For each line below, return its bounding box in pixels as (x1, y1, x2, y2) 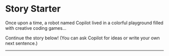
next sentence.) (5, 40, 38, 46)
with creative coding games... (5, 25, 67, 31)
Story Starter (5, 3, 61, 15)
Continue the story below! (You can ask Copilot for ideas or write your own (5, 35, 160, 41)
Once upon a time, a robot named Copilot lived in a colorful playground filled (5, 20, 163, 26)
